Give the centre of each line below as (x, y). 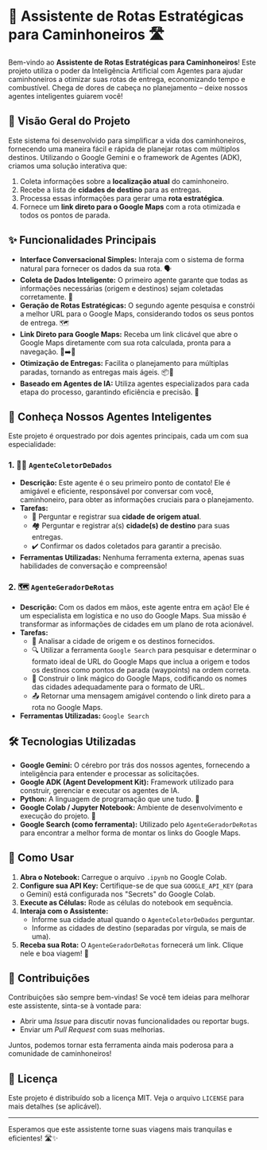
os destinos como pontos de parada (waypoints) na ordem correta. (141, 669)
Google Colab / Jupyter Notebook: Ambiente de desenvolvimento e (131, 807)
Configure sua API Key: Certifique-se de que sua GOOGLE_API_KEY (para (136, 885)
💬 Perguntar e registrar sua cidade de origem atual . (116, 516)
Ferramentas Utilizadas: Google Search (84, 716)
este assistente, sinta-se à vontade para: (75, 1006)
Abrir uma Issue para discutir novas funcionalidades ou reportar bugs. (134, 1021)
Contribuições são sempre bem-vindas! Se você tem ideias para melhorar (129, 997)
